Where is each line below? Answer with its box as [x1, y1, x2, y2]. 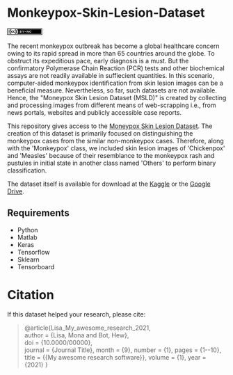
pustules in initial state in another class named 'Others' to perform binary [7, 159, 216, 167]
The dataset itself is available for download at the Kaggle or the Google [7, 179, 211, 188]
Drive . [7, 186, 24, 196]
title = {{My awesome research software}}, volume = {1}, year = [24, 353, 207, 361]
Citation [7, 287, 54, 303]
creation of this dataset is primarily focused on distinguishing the [7, 129, 193, 137]
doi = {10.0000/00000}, [24, 338, 93, 346]
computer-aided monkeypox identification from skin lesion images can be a [7, 79, 224, 87]
